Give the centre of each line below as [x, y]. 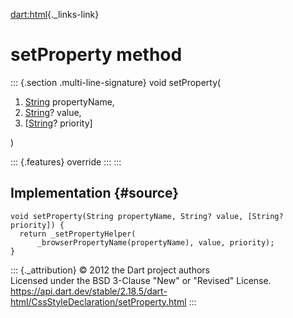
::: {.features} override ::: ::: [66, 161]
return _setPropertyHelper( [78, 234]
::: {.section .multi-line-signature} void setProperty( [116, 82]
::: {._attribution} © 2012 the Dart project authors [110, 270]
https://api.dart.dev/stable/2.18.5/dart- [89, 291]
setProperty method [96, 55]
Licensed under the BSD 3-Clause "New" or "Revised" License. [141, 280]
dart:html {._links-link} [55, 14]
